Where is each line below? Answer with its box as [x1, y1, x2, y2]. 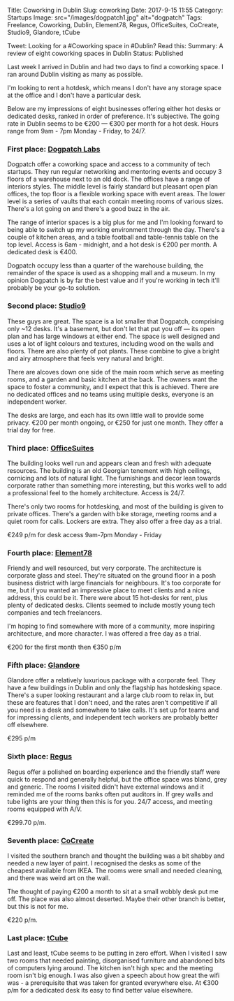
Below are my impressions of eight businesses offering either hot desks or [7, 105, 221, 112]
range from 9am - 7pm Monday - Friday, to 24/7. [7, 127, 147, 135]
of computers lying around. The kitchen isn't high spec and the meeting [7, 964, 214, 972]
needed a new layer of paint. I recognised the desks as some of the [7, 859, 201, 868]
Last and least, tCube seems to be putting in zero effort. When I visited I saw [7, 949, 227, 958]
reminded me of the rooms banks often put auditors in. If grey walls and [7, 789, 214, 798]
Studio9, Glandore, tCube [7, 28, 80, 36]
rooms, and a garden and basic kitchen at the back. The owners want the [7, 375, 218, 383]
